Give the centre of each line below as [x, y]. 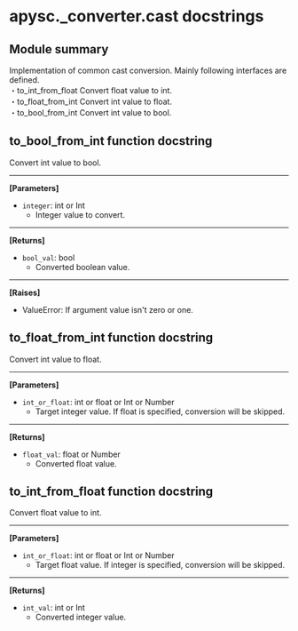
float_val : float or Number [71, 454]
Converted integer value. [81, 617]
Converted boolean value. [82, 267]
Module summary [59, 49]
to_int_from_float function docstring [111, 492]
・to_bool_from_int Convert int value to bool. [90, 112]
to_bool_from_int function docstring [111, 141]
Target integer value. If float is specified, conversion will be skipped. [160, 411]
